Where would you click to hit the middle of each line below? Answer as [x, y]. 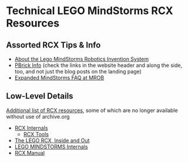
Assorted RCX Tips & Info [53, 45]
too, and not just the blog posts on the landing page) [78, 71]
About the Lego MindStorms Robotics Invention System [81, 59]
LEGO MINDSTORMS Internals [51, 146]
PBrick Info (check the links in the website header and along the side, [98, 65]
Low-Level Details [40, 96]
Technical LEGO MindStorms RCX [90, 11]
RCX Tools [36, 134]
